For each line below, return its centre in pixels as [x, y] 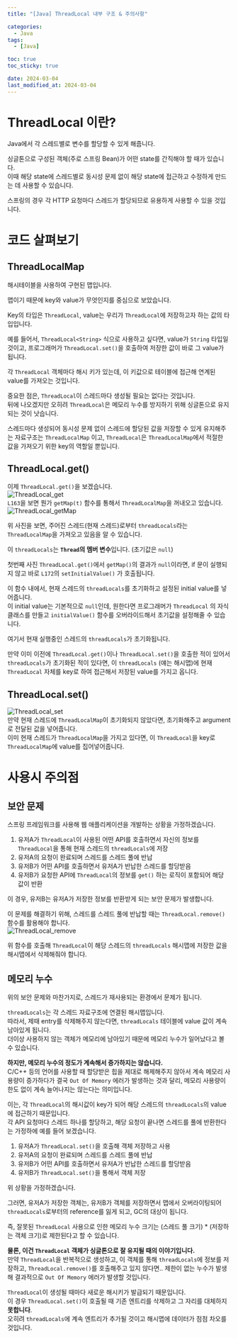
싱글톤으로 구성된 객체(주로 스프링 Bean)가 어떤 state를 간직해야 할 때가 [106, 158]
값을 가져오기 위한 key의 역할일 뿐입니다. [63, 446]
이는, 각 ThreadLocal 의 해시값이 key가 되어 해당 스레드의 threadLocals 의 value [117, 1104]
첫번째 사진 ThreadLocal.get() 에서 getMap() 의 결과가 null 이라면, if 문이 [108, 565]
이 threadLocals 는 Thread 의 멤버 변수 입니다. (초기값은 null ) [90, 549]
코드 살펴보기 [43, 240]
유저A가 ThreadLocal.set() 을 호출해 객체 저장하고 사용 [94, 1146]
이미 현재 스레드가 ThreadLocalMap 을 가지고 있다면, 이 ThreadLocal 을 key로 [112, 738]
